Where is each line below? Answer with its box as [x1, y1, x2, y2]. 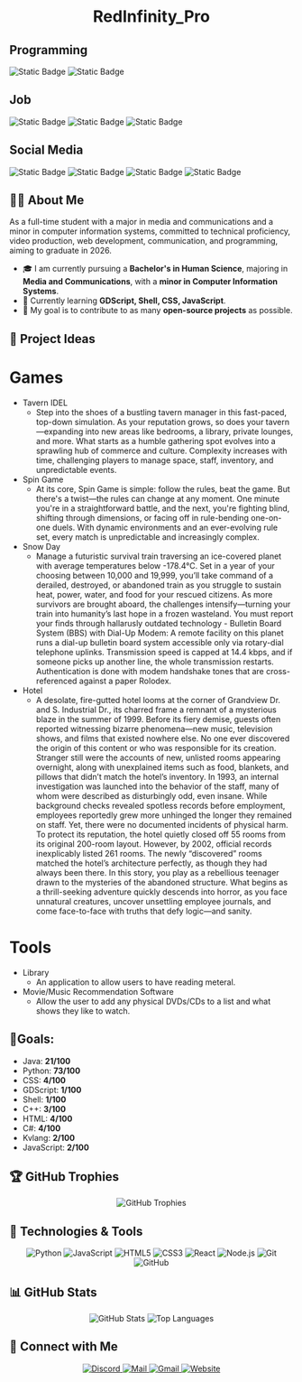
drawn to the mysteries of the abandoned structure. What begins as [35, 877, 288, 887]
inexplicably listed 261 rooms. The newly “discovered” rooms [35, 848, 263, 858]
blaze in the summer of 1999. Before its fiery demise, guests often [35, 713, 281, 724]
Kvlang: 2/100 [22, 1132, 75, 1143]
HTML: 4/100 [22, 1113, 73, 1124]
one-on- [251, 512, 282, 523]
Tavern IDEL [22, 397, 69, 408]
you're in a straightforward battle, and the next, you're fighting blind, [35, 503, 290, 514]
